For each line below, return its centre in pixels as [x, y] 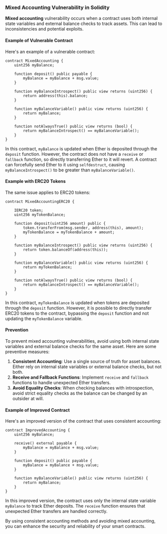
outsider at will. [28, 398]
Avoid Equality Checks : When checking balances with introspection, [83, 388]
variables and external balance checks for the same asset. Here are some [81, 346]
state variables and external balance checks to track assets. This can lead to [84, 23]
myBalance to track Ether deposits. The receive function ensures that [75, 506]
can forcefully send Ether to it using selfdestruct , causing [65, 164]
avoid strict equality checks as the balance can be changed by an [80, 393]
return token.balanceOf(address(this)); [66, 250]
